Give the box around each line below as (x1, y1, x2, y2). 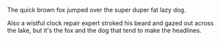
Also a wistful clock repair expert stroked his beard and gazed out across (7, 19, 214, 27)
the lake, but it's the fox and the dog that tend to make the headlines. (7, 27, 202, 34)
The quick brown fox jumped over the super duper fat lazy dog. (7, 6, 187, 14)
